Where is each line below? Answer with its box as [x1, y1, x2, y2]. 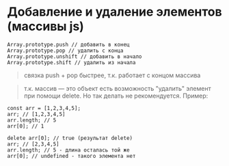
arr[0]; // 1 [7, 122, 44, 130]
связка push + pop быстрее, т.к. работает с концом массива [23, 71, 201, 79]
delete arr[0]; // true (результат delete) [7, 135, 133, 141]
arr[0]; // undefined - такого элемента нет [7, 152, 136, 159]
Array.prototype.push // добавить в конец [7, 41, 130, 48]
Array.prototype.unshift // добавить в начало [7, 53, 142, 60]
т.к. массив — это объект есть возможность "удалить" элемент [23, 84, 211, 92]
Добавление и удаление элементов [7, 4, 222, 20]
